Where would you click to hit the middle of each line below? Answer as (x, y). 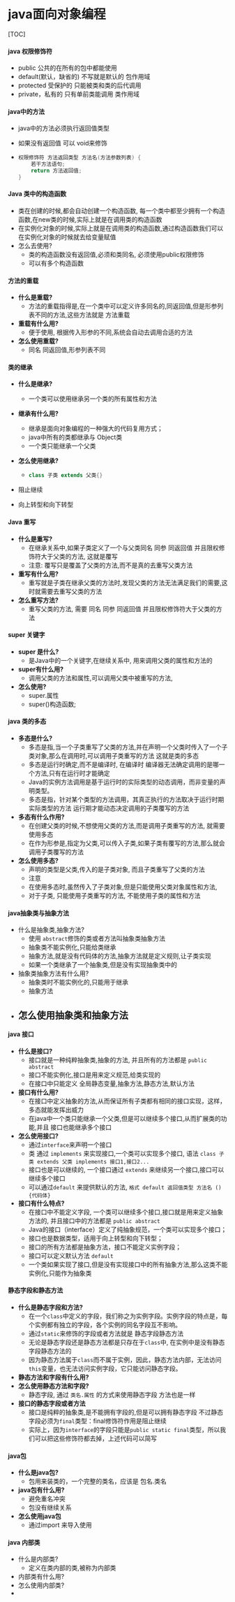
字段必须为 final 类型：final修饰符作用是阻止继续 (97, 1421)
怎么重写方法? (38, 600)
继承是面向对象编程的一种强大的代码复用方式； (96, 429)
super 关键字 (26, 635)
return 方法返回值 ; (56, 171)
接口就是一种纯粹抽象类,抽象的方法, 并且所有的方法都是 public (118, 1059)
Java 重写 (22, 522)
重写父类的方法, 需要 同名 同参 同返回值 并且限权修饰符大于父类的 (122, 608)
